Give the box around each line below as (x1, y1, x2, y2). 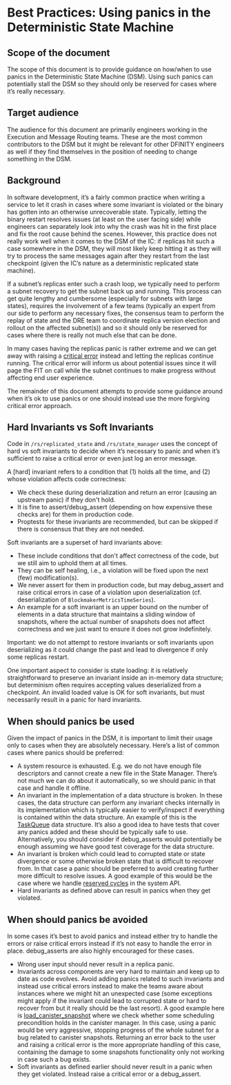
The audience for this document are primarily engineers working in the (7, 125, 208, 134)
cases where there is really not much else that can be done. (7, 331, 177, 339)
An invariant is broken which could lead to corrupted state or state (17, 850, 205, 858)
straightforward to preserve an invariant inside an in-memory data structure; (7, 673, 224, 682)
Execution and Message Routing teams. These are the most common (7, 132, 203, 141)
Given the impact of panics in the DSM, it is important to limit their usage (7, 734, 213, 742)
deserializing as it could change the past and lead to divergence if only (7, 646, 208, 654)
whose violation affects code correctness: (7, 475, 127, 483)
